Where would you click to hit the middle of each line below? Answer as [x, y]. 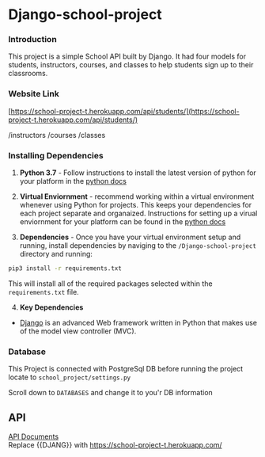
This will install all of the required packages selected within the [110, 284]
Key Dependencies [51, 307]
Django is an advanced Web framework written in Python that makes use [138, 322]
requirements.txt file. [44, 291]
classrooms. [28, 74]
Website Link [34, 94]
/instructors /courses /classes [57, 135]
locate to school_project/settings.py [70, 377]
